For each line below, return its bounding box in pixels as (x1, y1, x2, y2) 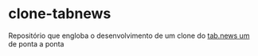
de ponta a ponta (8, 39, 64, 48)
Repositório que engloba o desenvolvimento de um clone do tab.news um (8, 31, 250, 40)
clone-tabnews (8, 5, 111, 23)
